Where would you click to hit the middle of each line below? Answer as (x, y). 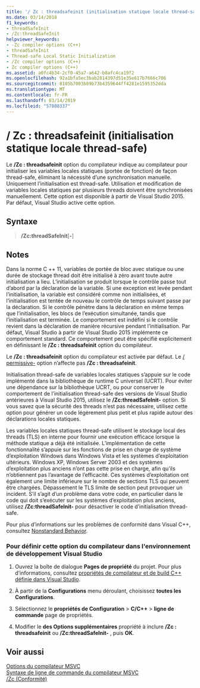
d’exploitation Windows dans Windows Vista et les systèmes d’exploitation (97, 456)
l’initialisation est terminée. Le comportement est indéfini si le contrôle (92, 320)
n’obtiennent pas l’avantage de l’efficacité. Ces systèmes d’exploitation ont (98, 475)
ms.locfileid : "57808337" (38, 106)
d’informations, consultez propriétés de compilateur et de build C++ (98, 573)
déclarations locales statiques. (44, 419)
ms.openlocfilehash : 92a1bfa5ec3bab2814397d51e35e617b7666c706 (86, 78)
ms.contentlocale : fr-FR (37, 95)
